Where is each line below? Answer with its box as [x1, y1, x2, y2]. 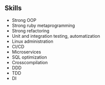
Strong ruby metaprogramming [11, 22, 75, 28]
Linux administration [11, 38, 53, 44]
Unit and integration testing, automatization [11, 33, 100, 39]
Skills [4, 4, 22, 12]
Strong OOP [11, 17, 37, 23]
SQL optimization [11, 54, 48, 60]
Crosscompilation [11, 59, 48, 65]
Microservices [11, 49, 42, 55]
